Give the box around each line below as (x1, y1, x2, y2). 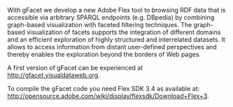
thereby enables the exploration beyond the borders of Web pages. (7, 50, 202, 58)
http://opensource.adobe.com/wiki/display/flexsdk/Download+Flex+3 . (7, 92, 209, 100)
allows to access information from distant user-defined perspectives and (7, 43, 217, 51)
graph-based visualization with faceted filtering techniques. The (7, 21, 192, 28)
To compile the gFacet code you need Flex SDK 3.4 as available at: (7, 85, 200, 92)
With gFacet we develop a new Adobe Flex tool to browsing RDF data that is (7, 6, 226, 14)
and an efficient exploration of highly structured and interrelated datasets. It (7, 35, 226, 44)
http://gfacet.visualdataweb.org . (7, 71, 100, 79)
